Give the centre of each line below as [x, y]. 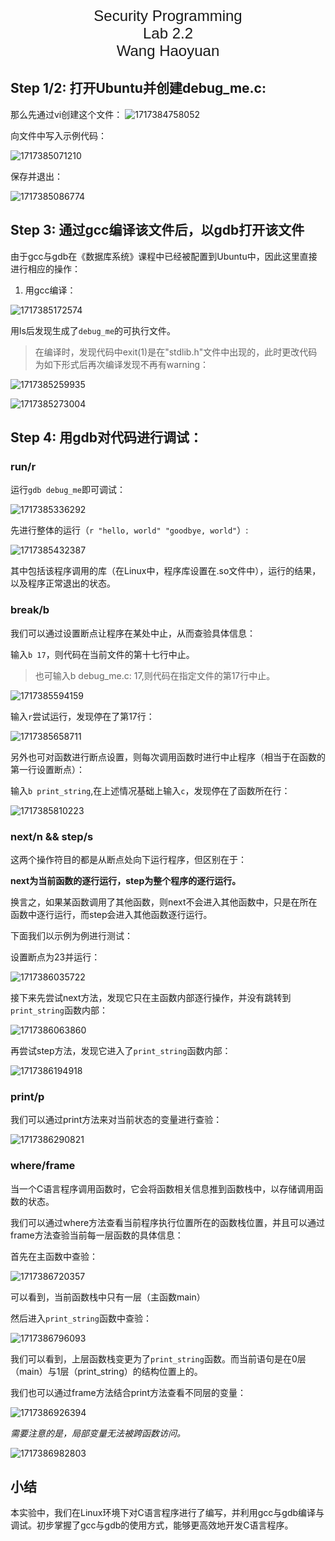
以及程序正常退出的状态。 [63, 583]
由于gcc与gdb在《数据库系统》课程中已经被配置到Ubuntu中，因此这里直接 [164, 256]
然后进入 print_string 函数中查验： [81, 1318]
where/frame [43, 1166]
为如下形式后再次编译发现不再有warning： [122, 364]
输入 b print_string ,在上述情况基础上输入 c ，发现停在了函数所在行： [150, 790]
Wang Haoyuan [168, 51]
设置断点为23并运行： [55, 957]
